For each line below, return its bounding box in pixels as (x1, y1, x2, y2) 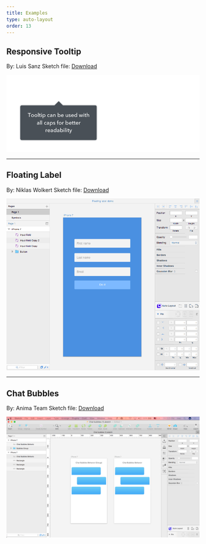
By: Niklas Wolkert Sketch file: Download (6, 186, 109, 193)
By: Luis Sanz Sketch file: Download (6, 63, 97, 70)
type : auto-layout (6, 16, 53, 23)
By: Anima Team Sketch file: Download (6, 405, 104, 412)
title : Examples (6, 10, 48, 16)
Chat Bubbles (6, 388, 59, 399)
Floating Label (6, 170, 62, 180)
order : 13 (6, 23, 32, 29)
